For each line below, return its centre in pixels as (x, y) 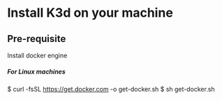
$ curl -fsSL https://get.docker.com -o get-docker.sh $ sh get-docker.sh (111, 89)
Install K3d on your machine (90, 13)
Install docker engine (37, 55)
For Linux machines (37, 71)
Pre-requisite (37, 39)
